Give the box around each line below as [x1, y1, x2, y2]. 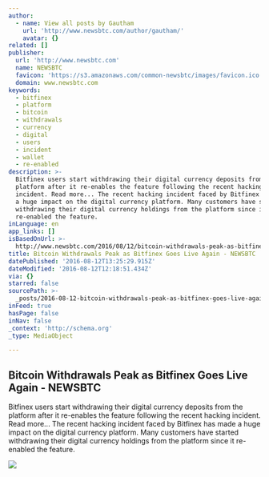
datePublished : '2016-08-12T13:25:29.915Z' [8, 257, 156, 265]
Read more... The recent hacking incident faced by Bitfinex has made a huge [8, 419, 261, 429]
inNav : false [8, 317, 52, 325]
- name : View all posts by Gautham [15, 19, 134, 27]
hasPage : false [8, 309, 59, 317]
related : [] [8, 42, 48, 50]
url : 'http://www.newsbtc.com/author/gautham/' [22, 26, 184, 34]
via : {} [8, 272, 34, 280]
